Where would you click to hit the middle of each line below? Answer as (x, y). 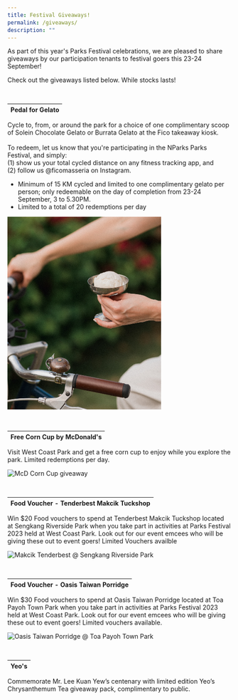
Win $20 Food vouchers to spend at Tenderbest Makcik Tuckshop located (116, 518)
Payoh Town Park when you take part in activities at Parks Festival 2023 (113, 607)
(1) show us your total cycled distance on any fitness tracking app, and (111, 163)
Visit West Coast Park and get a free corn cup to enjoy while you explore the (119, 452)
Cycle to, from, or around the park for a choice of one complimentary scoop (118, 125)
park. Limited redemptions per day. (59, 460)
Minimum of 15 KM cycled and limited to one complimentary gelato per (121, 184)
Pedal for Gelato (35, 110)
